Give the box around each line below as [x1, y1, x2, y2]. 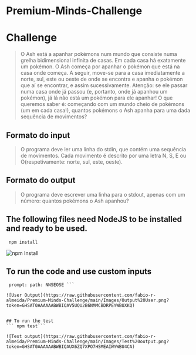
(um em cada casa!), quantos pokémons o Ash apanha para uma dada [20, 107, 191, 114]
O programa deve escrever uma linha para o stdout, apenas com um [20, 191, 186, 198]
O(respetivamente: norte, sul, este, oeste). [20, 158, 123, 165]
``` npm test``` [6, 323, 46, 329]
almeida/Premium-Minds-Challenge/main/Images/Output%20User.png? [6, 297, 169, 304]
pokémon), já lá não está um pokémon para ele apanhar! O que [20, 94, 173, 101]
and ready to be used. [6, 224, 88, 234]
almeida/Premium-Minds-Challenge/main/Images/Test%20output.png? [6, 339, 169, 345]
